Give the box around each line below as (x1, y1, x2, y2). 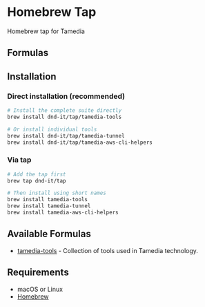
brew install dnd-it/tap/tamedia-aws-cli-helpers (7, 139, 153, 146)
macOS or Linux (17, 285, 64, 293)
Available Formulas (7, 228, 92, 240)
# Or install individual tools (7, 126, 97, 133)
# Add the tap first (7, 171, 67, 178)
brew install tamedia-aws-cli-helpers (7, 209, 119, 216)
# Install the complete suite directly (7, 107, 122, 114)
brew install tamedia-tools (7, 196, 88, 203)
